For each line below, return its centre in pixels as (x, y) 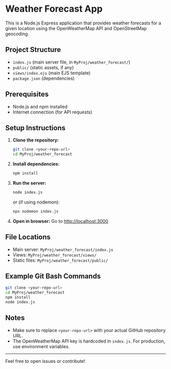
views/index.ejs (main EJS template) (51, 73)
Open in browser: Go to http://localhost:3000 (60, 221)
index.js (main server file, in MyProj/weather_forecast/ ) (72, 62)
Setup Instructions (35, 128)
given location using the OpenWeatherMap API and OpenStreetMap (76, 28)
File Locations (28, 237)
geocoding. (17, 34)
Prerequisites (27, 94)
